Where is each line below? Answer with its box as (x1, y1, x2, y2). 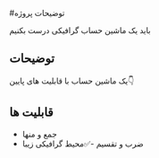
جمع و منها (21, 128, 58, 139)
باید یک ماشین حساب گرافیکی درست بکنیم (9, 25, 151, 35)
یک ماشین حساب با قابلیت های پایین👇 (9, 75, 135, 86)
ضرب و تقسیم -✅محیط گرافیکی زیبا (21, 138, 145, 149)
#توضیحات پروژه (9, 8, 65, 18)
